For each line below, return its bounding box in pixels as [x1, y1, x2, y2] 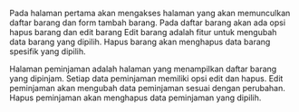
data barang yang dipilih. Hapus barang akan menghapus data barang [9, 36, 271, 47]
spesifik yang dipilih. [9, 46, 86, 57]
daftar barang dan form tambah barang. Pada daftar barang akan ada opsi [9, 17, 286, 28]
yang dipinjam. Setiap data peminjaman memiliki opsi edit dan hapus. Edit [9, 73, 284, 84]
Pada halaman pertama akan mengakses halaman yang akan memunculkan [9, 8, 291, 18]
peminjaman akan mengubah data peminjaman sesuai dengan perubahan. [9, 83, 285, 93]
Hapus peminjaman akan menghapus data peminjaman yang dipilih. [9, 92, 262, 103]
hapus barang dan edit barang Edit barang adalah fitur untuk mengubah [9, 27, 277, 37]
